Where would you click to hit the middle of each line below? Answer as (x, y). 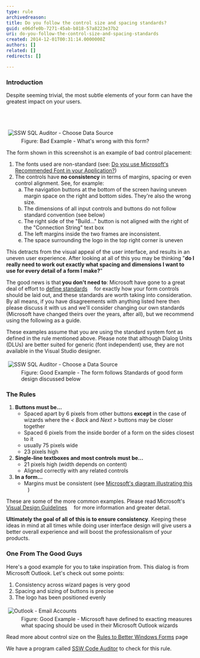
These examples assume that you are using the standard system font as (95, 332)
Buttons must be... (39, 407)
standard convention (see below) (64, 215)
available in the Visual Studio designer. (54, 351)
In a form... (29, 477)
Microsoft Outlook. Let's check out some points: (65, 573)
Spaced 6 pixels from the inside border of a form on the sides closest (109, 433)
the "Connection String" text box (64, 227)
